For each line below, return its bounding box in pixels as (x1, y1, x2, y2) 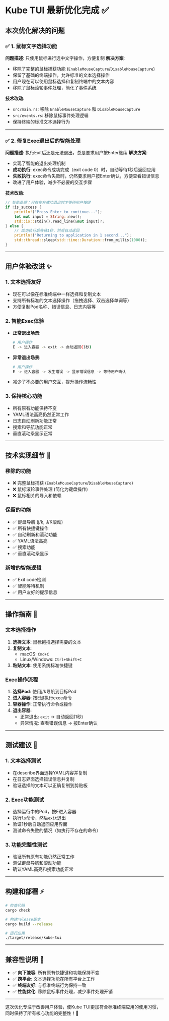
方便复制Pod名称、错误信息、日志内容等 (12, 304, 96, 310)
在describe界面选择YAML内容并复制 (12, 769, 88, 775)
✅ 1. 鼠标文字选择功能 (5, 42, 57, 49)
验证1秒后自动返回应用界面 (12, 821, 68, 827)
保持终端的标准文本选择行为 (12, 118, 70, 125)
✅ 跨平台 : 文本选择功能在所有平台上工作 (12, 976, 96, 982)
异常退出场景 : (12, 354, 41, 361)
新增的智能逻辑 (5, 564, 42, 571)
